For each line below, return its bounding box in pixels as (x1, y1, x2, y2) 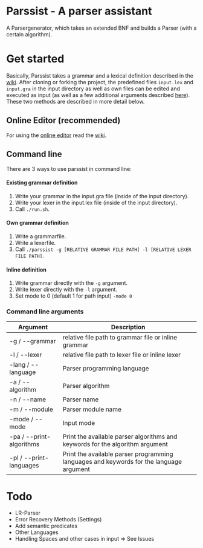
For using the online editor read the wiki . (6, 132, 107, 139)
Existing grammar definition (6, 179, 78, 186)
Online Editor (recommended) (6, 115, 121, 125)
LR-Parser (14, 509, 41, 516)
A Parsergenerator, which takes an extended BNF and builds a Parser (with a (6, 24, 197, 32)
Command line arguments (6, 307, 84, 316)
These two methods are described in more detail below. (6, 98, 145, 105)
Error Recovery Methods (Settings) (14, 516, 102, 523)
